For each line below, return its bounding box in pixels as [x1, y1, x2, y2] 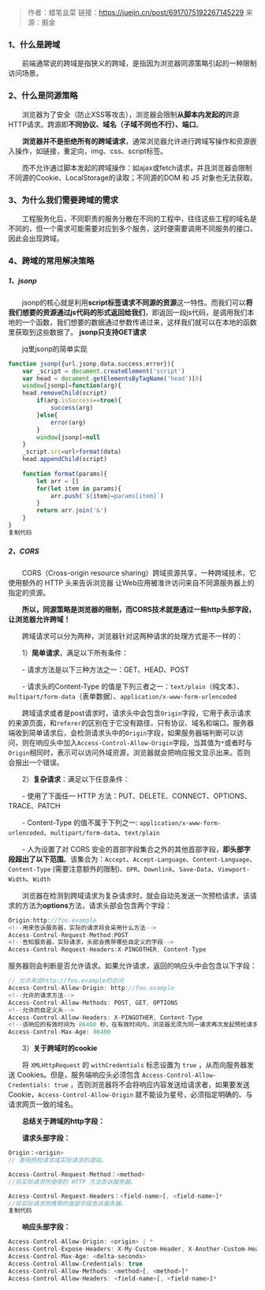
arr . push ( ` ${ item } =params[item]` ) [50, 492, 164, 500]
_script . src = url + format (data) [22, 448, 122, 456]
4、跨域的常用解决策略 [8, 255, 95, 266]
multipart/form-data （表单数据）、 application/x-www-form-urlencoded [8, 691, 237, 701]
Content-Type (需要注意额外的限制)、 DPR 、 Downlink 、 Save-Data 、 [8, 864, 218, 873]
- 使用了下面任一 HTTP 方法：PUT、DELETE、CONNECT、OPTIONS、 [21, 791, 252, 801]
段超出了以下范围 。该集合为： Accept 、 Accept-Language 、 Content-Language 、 [8, 854, 256, 864]
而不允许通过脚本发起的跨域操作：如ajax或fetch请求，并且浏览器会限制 [21, 163, 252, 172]
